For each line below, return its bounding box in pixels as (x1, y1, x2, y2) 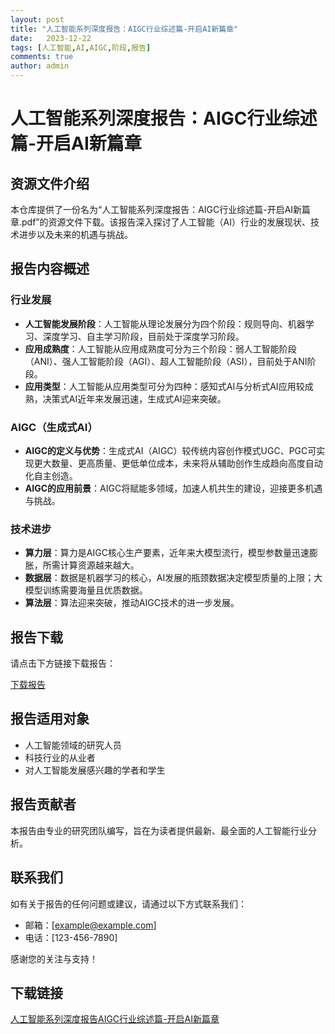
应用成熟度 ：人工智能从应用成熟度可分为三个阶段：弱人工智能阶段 (24, 342, 297, 355)
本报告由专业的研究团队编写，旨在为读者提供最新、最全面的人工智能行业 (10, 824, 308, 836)
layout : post (10, 14, 65, 25)
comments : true (10, 52, 74, 62)
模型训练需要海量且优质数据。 (24, 584, 148, 596)
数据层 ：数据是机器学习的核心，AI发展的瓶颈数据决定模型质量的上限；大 (24, 572, 323, 584)
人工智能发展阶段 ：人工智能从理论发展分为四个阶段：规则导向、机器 (24, 317, 306, 330)
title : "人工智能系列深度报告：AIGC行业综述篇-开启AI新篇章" (10, 24, 239, 34)
